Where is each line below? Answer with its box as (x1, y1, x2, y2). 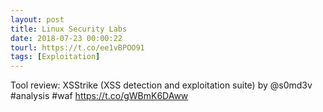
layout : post (10, 14, 65, 25)
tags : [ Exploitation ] (10, 52, 101, 62)
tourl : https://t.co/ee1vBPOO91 (10, 42, 145, 53)
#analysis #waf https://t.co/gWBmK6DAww (10, 90, 189, 102)
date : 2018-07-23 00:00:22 (10, 33, 123, 43)
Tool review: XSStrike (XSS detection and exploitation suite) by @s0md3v (10, 79, 313, 91)
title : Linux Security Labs (10, 24, 128, 34)
